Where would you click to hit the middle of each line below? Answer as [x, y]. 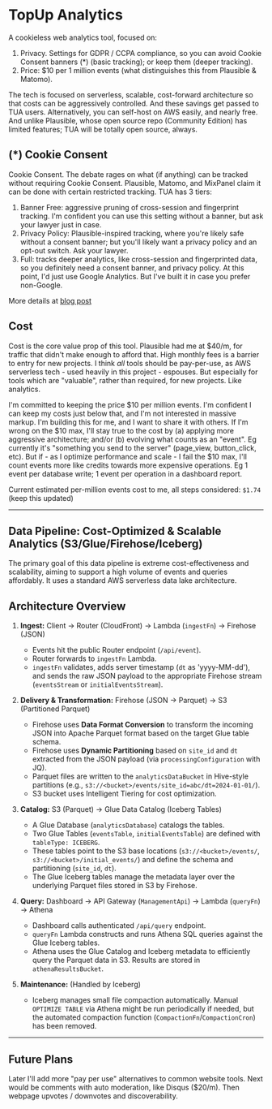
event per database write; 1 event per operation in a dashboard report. [125, 473]
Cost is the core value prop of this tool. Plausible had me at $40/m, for [125, 346]
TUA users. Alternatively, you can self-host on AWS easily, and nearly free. [133, 112]
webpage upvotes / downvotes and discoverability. [93, 1096]
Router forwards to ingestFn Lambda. [94, 658]
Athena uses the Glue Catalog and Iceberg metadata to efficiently [141, 951]
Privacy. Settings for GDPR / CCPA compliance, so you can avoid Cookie [140, 53]
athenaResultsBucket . [68, 969]
